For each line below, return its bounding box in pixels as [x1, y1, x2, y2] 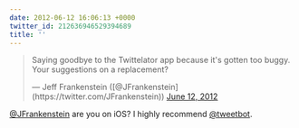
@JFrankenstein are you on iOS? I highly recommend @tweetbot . [9, 109, 253, 120]
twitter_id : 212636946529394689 [9, 22, 131, 31]
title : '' [9, 30, 47, 39]
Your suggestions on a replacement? [31, 64, 169, 75]
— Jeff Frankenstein [31, 82, 108, 93]
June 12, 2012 [166, 91, 218, 102]
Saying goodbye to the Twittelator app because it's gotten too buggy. [31, 55, 291, 66]
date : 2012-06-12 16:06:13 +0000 [9, 13, 136, 23]
